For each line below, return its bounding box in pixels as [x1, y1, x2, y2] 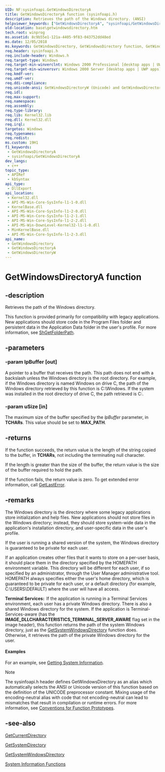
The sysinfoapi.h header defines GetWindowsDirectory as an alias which [5, 679, 152, 685]
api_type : [5, 182, 26, 186]
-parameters [5, 344, 45, 352]
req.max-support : [5, 94, 41, 99]
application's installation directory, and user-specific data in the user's [5, 525, 148, 531]
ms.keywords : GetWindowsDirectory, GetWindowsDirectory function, [5, 44, 144, 49]
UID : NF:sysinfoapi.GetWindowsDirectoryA [5, 7, 91, 12]
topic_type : [5, 168, 29, 173]
